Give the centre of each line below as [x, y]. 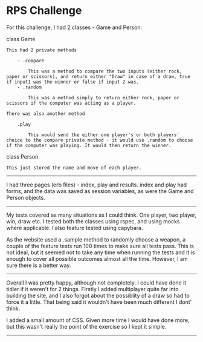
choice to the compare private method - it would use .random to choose [100, 140]
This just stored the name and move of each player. [74, 168]
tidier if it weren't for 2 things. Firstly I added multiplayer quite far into [93, 289]
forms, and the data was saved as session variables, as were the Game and [100, 191]
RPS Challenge [44, 11]
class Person [22, 156]
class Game [21, 39]
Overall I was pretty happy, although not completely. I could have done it [96, 283]
